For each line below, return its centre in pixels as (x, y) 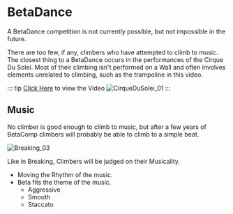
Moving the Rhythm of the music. (65, 174)
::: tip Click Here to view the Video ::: (89, 88)
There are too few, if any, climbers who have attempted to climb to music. (113, 52)
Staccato (40, 204)
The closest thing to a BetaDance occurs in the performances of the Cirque (115, 59)
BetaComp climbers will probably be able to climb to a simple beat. (103, 134)
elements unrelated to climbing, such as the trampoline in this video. (105, 75)
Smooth (39, 197)
